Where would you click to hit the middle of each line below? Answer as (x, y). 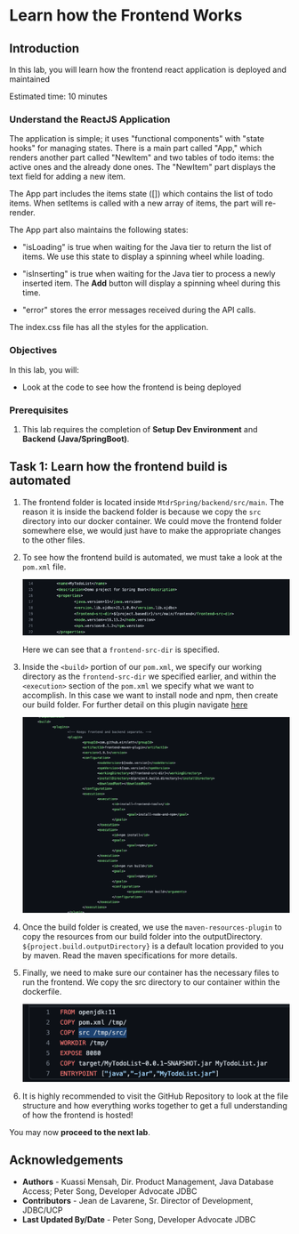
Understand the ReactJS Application (90, 119)
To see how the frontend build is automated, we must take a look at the (152, 557)
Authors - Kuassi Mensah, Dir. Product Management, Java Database (148, 1182)
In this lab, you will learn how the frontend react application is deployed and (148, 69)
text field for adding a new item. (68, 177)
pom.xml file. (44, 567)
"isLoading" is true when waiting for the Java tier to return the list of (146, 247)
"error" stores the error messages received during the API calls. (139, 310)
